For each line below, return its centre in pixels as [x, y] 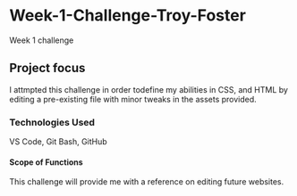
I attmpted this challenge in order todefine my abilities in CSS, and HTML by [149, 89]
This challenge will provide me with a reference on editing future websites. [147, 182]
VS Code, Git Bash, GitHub [58, 142]
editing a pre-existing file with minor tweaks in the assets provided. [133, 99]
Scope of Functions [46, 162]
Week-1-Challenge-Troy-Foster [127, 16]
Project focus [47, 68]
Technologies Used [52, 122]
